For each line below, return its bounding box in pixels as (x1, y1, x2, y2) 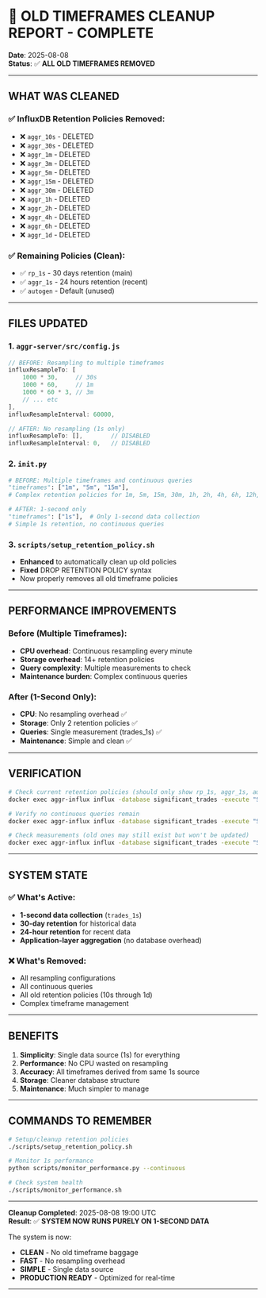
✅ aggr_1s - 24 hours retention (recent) (19, 277, 148, 287)
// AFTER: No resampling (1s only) (8, 425, 126, 433)
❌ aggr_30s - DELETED (19, 141, 94, 150)
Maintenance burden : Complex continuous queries (19, 671, 188, 681)
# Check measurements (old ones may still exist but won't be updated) (8, 831, 249, 840)
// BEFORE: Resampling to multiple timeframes (8, 359, 165, 367)
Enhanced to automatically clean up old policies (19, 557, 177, 567)
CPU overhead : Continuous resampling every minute (19, 646, 192, 656)
